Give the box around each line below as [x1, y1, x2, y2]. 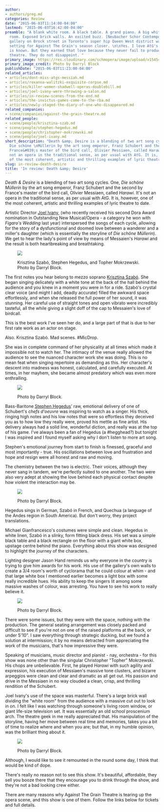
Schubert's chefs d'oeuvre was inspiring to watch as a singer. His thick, [5, 408, 149, 414]
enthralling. [5, 375, 28, 381]
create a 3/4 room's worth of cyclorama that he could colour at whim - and [5, 568, 156, 574]
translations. [5, 518, 30, 524]
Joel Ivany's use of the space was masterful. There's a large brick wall [5, 693, 147, 699]
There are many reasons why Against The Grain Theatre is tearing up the [5, 792, 152, 798]
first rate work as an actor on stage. [5, 325, 77, 331]
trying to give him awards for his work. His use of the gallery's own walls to [5, 563, 156, 569]
